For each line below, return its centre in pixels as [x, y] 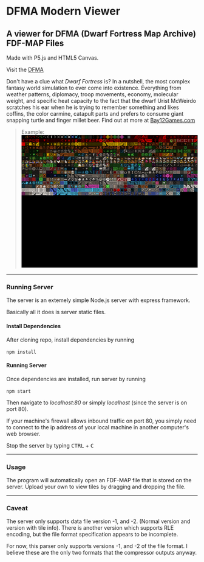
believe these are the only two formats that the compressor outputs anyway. [102, 553]
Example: [33, 132]
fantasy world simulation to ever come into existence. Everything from [94, 88]
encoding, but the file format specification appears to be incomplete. [92, 535]
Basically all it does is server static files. [56, 312]
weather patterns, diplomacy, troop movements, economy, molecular [92, 94]
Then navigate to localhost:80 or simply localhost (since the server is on [97, 402]
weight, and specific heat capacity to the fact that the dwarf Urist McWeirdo [101, 101]
